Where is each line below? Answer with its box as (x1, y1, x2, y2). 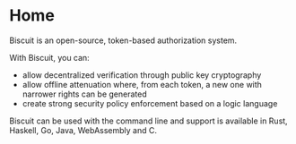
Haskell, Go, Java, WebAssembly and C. (9, 124, 157, 135)
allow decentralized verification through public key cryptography (22, 69, 262, 80)
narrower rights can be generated (22, 89, 147, 99)
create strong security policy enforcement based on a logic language (22, 97, 278, 108)
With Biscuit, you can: (9, 52, 90, 63)
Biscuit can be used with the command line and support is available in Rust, (9, 115, 289, 126)
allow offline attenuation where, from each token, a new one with (22, 79, 263, 89)
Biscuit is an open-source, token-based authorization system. (9, 35, 238, 46)
